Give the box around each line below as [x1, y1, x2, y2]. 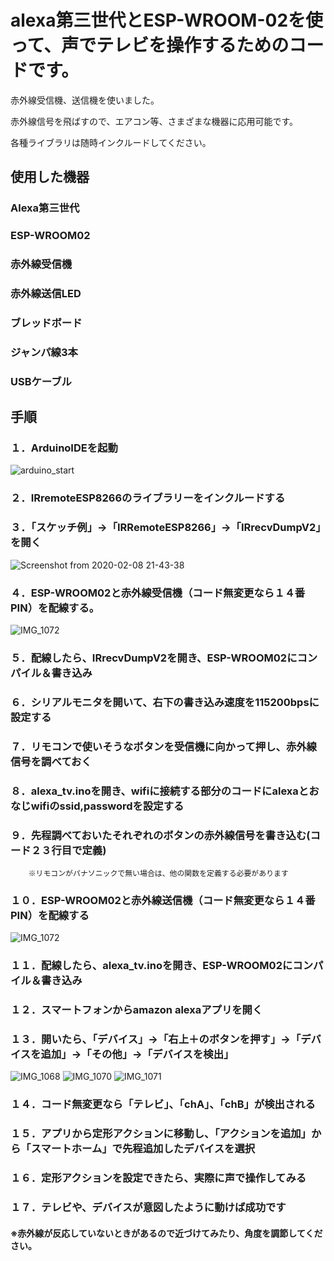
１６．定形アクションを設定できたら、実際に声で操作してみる [10, 1171, 307, 1185]
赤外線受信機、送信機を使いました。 [10, 94, 160, 106]
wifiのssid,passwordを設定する [30, 799, 185, 813]
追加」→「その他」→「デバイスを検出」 [40, 1047, 235, 1061]
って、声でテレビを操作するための [10, 34, 290, 57]
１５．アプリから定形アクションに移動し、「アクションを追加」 [10, 1127, 312, 1141]
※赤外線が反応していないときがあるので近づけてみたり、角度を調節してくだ [10, 1227, 323, 1239]
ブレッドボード [10, 316, 83, 330]
